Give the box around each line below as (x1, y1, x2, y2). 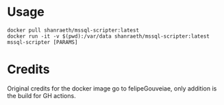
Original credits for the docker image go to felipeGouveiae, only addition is (7, 84, 217, 93)
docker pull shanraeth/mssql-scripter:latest (7, 27, 139, 34)
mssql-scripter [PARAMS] (7, 38, 78, 45)
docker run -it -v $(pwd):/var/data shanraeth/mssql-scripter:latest (7, 32, 210, 40)
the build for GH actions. (7, 91, 77, 100)
